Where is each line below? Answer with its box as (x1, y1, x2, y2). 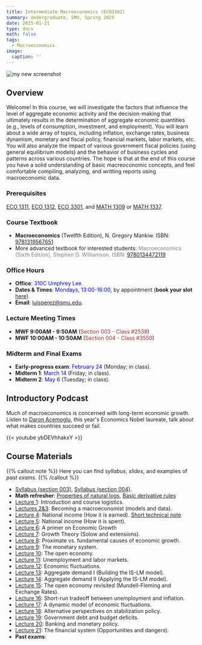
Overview (6, 88, 44, 98)
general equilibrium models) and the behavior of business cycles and (6, 148, 178, 156)
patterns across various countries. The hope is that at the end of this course (6, 155, 195, 162)
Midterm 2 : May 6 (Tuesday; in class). (14, 375, 110, 383)
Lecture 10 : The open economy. (14, 550, 94, 557)
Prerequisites (6, 189, 46, 198)
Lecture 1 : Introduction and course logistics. (14, 498, 124, 506)
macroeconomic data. (6, 174, 61, 182)
